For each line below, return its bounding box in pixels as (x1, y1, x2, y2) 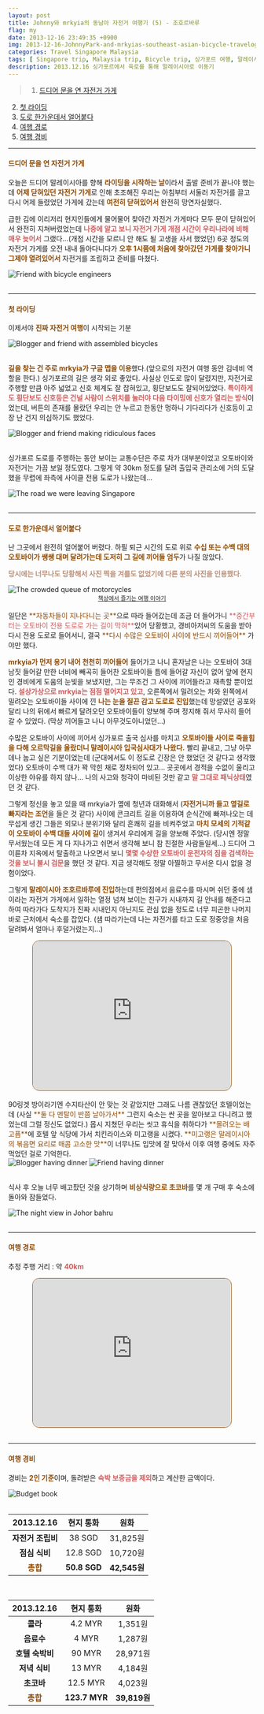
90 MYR (71, 1647, 102, 1658)
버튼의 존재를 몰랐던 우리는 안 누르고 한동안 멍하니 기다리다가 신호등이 (31, 403, 245, 412)
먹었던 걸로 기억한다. (8, 1149, 71, 1158)
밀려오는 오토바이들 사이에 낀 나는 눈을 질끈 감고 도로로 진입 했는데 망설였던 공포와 (8, 697, 256, 706)
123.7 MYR (64, 1692, 108, 1703)
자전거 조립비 (12, 1533, 58, 1544)
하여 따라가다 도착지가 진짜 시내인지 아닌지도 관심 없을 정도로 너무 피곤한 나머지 (8, 904, 251, 915)
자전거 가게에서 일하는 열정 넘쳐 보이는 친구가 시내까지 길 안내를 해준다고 (28, 895, 251, 904)
